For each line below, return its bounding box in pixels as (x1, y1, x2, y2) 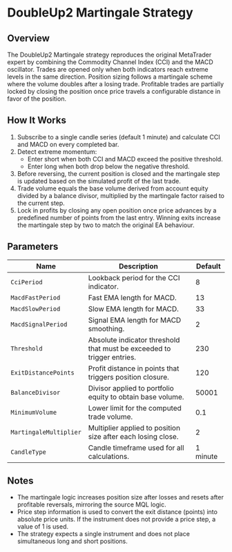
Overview (7, 32, 50, 44)
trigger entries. (88, 352, 137, 362)
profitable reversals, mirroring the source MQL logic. (17, 500, 167, 509)
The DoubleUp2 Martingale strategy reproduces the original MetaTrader (7, 50, 212, 59)
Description (118, 261, 159, 270)
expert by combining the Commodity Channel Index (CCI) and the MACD (7, 58, 214, 66)
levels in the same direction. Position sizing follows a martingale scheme (7, 72, 213, 81)
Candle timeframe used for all (88, 443, 184, 453)
